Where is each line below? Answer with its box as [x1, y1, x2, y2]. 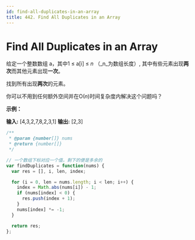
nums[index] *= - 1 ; [17, 206, 65, 213]
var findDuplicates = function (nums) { [6, 163, 105, 169]
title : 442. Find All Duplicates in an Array [6, 14, 120, 20]
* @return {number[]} [8, 141, 62, 147]
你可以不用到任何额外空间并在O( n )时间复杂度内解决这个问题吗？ [6, 93, 163, 100]
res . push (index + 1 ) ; [21, 195, 76, 202]
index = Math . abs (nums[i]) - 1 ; [17, 185, 97, 191]
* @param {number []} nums [8, 135, 73, 141]
